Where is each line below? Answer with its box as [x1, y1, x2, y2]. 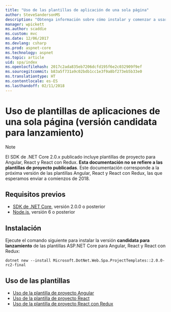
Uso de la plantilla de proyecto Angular [12, 290, 94, 296]
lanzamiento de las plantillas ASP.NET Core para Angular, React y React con [5, 243, 166, 249]
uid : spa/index [5, 60, 38, 65]
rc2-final [5, 263, 26, 268]
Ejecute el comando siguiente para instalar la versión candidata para [5, 238, 150, 244]
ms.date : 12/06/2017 [5, 36, 49, 41]
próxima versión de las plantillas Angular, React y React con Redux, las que [5, 170, 163, 176]
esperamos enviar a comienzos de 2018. [5, 175, 90, 181]
